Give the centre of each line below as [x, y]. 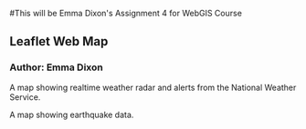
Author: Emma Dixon [56, 67]
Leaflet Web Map [59, 41]
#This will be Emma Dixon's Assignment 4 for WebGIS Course [126, 13]
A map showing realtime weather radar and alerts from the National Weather [153, 87]
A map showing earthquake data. [72, 114]
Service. [25, 97]
